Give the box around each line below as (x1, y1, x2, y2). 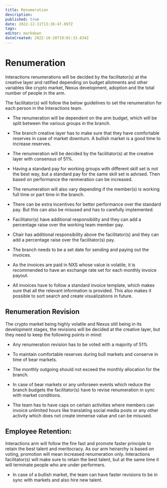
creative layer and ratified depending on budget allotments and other (5, 79, 148, 85)
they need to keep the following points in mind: (5, 331, 102, 338)
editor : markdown (5, 31, 42, 36)
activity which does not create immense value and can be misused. (12, 412, 152, 418)
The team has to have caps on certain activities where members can (12, 402, 155, 408)
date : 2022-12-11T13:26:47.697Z (5, 21, 73, 27)
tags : (5, 26, 17, 31)
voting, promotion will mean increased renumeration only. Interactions (5, 451, 150, 457)
